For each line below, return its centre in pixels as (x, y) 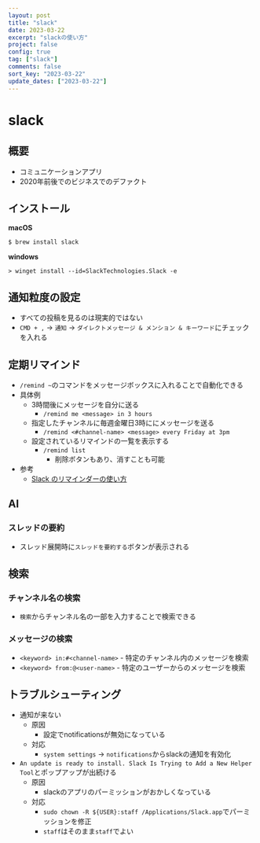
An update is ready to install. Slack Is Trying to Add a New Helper (136, 764)
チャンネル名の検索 (44, 598)
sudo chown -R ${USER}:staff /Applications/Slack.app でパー (143, 812)
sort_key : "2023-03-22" (47, 74)
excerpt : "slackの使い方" (48, 37)
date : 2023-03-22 (37, 30)
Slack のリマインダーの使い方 (79, 479)
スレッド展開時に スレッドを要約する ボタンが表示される (104, 547)
